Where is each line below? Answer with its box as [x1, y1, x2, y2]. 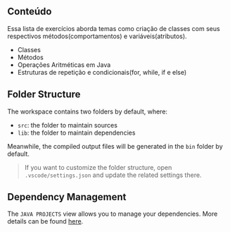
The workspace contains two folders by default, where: [7, 107, 167, 116]
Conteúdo [7, 6, 52, 18]
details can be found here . [7, 217, 84, 226]
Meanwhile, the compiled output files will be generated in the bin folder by [7, 142, 223, 150]
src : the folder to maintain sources [17, 121, 118, 129]
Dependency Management [7, 191, 127, 203]
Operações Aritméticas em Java [17, 60, 111, 69]
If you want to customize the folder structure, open [24, 163, 172, 171]
